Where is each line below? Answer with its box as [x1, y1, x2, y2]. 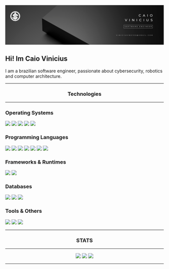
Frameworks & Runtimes [5, 158, 66, 165]
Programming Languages [5, 134, 69, 141]
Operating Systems [5, 109, 54, 116]
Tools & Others [5, 208, 42, 215]
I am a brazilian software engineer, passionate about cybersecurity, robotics [5, 68, 162, 74]
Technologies [67, 90, 102, 97]
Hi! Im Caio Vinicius [5, 55, 68, 63]
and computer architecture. [5, 73, 62, 79]
